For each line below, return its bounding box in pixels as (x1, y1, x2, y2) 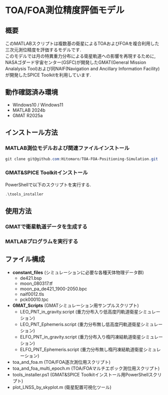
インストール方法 (5, 128, 58, 137)
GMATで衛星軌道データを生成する (5, 223, 88, 230)
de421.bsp (20, 275, 42, 281)
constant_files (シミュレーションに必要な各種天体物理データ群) (12, 269, 144, 275)
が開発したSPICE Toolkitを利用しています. (5, 72, 91, 78)
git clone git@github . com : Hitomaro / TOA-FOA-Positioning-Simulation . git (5, 156, 158, 162)
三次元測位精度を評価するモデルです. (5, 47, 82, 53)
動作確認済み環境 (5, 88, 58, 97)
